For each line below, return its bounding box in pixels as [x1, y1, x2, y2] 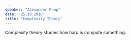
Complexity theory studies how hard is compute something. [5, 30, 127, 36]
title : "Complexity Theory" [5, 16, 63, 21]
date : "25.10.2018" [5, 12, 45, 17]
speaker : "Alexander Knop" [5, 7, 61, 12]
